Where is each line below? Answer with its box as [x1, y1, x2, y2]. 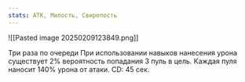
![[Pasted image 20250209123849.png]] [8, 33, 139, 42]
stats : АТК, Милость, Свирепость [8, 11, 118, 20]
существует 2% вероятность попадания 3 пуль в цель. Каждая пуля [8, 56, 237, 66]
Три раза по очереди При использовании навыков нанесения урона [8, 48, 238, 57]
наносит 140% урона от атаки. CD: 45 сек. [8, 64, 150, 74]
